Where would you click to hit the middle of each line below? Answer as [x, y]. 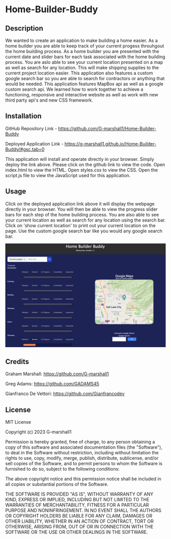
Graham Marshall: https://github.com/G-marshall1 [57, 374]
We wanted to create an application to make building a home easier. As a [81, 40]
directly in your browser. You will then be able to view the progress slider [81, 209]
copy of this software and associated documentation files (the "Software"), [84, 447]
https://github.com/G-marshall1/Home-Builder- [107, 128]
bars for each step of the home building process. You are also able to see [82, 214]
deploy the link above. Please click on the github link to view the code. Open [85, 164]
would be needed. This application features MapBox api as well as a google [84, 84]
